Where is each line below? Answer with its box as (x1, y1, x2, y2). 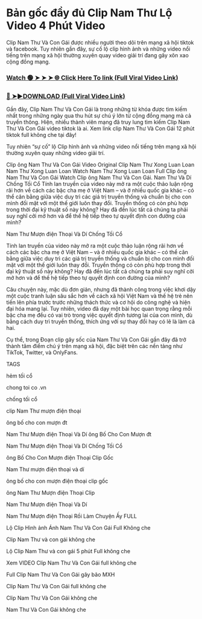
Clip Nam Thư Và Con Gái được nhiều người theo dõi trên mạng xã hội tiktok (6, 39, 194, 46)
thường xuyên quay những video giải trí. (6, 150, 106, 157)
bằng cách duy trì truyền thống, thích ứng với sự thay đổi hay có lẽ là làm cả (6, 318, 195, 325)
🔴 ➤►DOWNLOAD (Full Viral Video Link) (6, 92, 125, 100)
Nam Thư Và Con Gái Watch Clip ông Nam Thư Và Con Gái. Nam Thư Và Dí (6, 174, 192, 181)
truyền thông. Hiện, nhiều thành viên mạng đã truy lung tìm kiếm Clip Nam (6, 118, 191, 126)
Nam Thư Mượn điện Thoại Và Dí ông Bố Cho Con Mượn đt (6, 431, 152, 438)
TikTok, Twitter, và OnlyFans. (6, 349, 78, 356)
